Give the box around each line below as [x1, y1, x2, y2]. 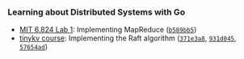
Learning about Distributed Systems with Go [7, 6, 186, 18]
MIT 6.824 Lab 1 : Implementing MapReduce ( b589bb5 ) [19, 25, 197, 35]
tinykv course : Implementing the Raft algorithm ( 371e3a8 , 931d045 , [19, 33, 237, 43]
